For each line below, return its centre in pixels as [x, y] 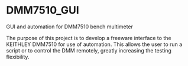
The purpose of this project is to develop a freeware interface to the [89, 38]
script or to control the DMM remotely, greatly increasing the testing [89, 50]
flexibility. [18, 57]
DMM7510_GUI [43, 10]
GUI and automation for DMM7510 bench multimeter [69, 27]
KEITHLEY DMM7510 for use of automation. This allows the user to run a [94, 44]
